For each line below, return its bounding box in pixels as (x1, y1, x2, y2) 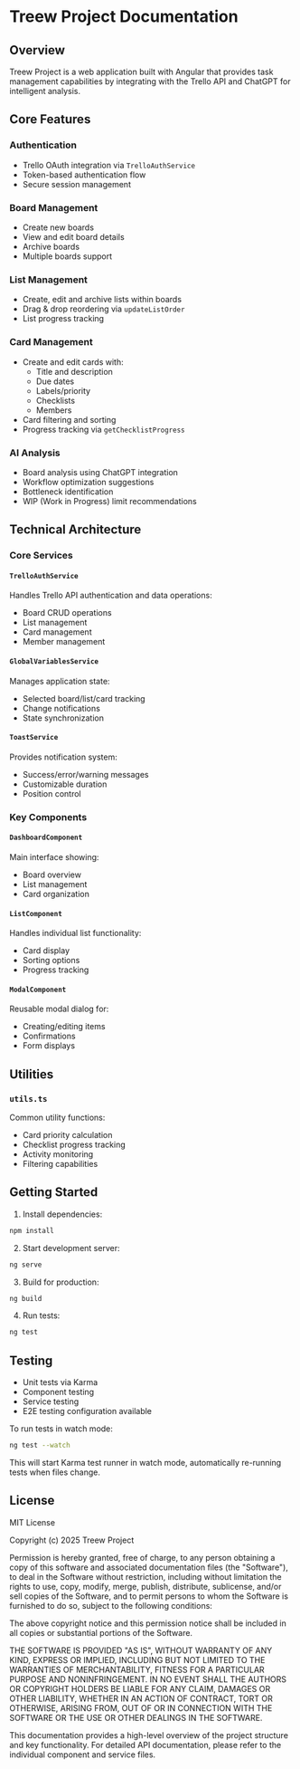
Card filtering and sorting (22, 414, 117, 425)
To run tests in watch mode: (9, 1423, 113, 1434)
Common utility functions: (9, 1112, 106, 1124)
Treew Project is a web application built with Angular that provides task (9, 66, 274, 77)
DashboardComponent (9, 833, 83, 843)
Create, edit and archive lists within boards (22, 294, 183, 305)
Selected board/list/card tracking (22, 693, 146, 703)
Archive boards (22, 241, 80, 252)
